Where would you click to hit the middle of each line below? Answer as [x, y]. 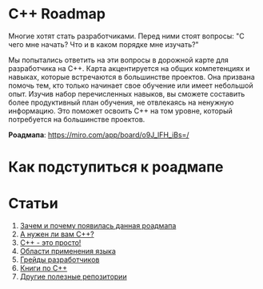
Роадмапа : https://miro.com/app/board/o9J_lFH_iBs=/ [99, 135]
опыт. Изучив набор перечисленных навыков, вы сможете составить [127, 93]
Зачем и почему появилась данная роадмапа [98, 226]
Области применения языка [68, 251]
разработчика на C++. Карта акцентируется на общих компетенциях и [129, 68]
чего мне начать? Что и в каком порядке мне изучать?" [104, 44]
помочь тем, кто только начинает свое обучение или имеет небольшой [131, 85]
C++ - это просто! [50, 243]
